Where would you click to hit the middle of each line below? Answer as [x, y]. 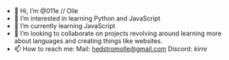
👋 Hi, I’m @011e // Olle [46, 11]
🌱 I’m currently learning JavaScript [65, 26]
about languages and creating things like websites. [88, 41]
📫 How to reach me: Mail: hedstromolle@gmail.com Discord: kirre [111, 49]
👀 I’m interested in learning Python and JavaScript [87, 18]
